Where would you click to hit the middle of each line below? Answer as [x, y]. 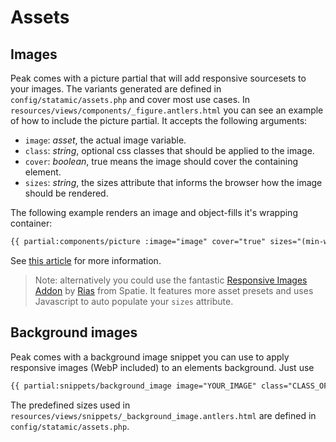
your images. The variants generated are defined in [116, 89]
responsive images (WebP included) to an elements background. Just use [162, 367]
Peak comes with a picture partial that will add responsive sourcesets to [158, 78]
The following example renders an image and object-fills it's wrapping [154, 212]
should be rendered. [66, 193]
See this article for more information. [86, 260]
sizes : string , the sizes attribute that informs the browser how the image [173, 182]
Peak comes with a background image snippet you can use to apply [150, 357]
